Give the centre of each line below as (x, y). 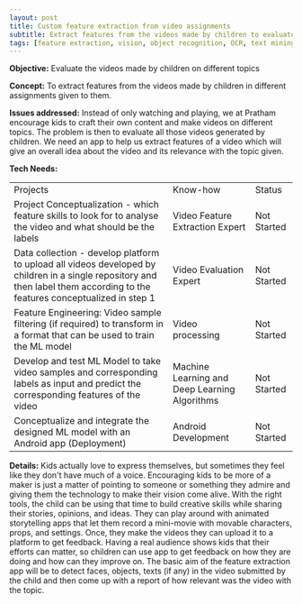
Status (269, 190)
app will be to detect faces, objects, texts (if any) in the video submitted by (147, 571)
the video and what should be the (84, 227)
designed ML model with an (72, 432)
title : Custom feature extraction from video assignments (120, 26)
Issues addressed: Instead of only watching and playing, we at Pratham (143, 113)
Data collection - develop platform (87, 253)
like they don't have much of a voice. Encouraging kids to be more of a (140, 475)
